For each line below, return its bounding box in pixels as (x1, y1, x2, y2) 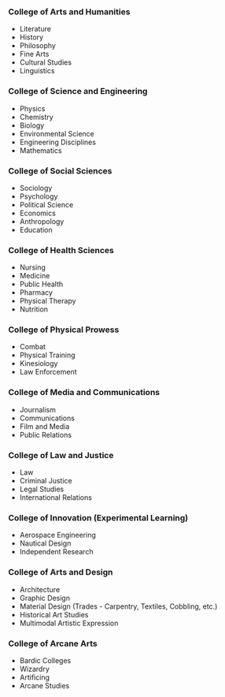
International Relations (19, 493, 93, 502)
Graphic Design (19, 593, 71, 602)
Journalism (19, 404, 57, 414)
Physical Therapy (19, 296, 76, 306)
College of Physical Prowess (8, 324, 120, 335)
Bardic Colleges (19, 655, 72, 665)
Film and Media (19, 421, 70, 431)
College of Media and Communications (8, 387, 160, 398)
